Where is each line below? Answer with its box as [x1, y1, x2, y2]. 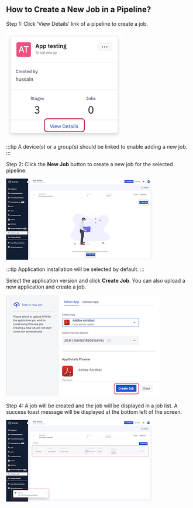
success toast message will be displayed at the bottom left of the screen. [6, 408, 182, 415]
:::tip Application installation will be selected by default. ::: [6, 266, 145, 273]
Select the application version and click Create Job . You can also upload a [6, 277, 185, 284]
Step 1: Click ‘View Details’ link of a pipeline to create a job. [6, 20, 148, 27]
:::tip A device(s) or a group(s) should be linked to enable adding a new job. [6, 143, 188, 150]
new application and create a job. [6, 283, 87, 290]
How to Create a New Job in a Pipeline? [6, 5, 151, 15]
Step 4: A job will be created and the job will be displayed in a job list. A [6, 402, 178, 409]
